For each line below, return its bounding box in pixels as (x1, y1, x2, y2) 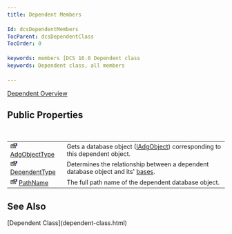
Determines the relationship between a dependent (66, 160, 209, 168)
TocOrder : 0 (7, 40, 41, 48)
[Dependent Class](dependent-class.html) (7, 219, 128, 227)
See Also (7, 200, 46, 212)
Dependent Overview (7, 89, 68, 97)
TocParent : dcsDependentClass (7, 33, 95, 40)
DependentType (10, 168, 57, 176)
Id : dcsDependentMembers (7, 26, 79, 32)
